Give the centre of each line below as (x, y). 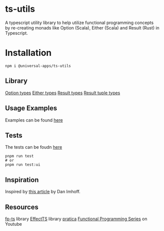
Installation (28, 53)
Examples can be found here (34, 120)
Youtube (13, 224)
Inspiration (22, 180)
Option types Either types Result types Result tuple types (63, 93)
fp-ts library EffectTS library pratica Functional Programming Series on (76, 219)
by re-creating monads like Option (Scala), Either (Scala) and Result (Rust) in (82, 27)
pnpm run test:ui (23, 165)
